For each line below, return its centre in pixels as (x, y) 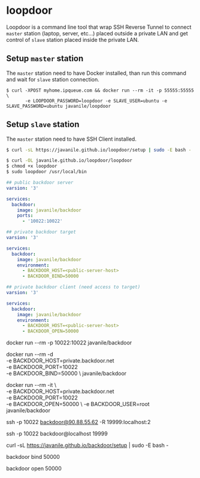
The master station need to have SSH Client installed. (71, 139)
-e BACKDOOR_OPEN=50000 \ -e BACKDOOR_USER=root (78, 404)
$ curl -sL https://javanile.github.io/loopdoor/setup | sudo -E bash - (99, 150)
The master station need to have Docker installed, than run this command (96, 73)
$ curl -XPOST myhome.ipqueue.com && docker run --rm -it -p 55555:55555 (100, 90)
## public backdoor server (40, 183)
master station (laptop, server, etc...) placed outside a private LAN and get (97, 33)
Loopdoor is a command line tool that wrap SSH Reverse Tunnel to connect (99, 27)
